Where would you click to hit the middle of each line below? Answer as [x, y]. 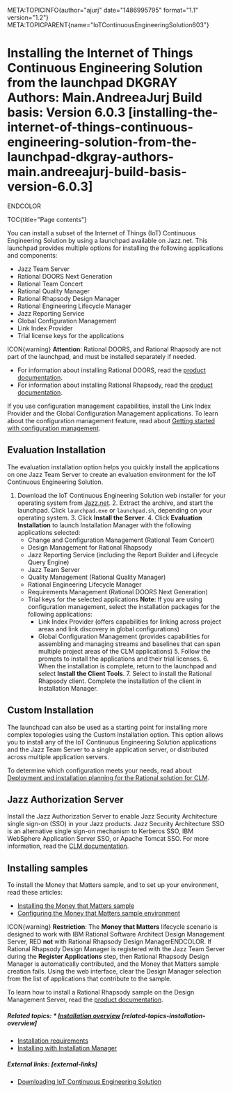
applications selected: [49, 532]
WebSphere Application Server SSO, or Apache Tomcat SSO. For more [108, 839]
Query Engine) [48, 562]
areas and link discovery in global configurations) [109, 629]
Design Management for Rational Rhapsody [90, 547]
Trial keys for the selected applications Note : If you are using [115, 599]
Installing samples [48, 868]
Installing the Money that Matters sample [75, 906]
